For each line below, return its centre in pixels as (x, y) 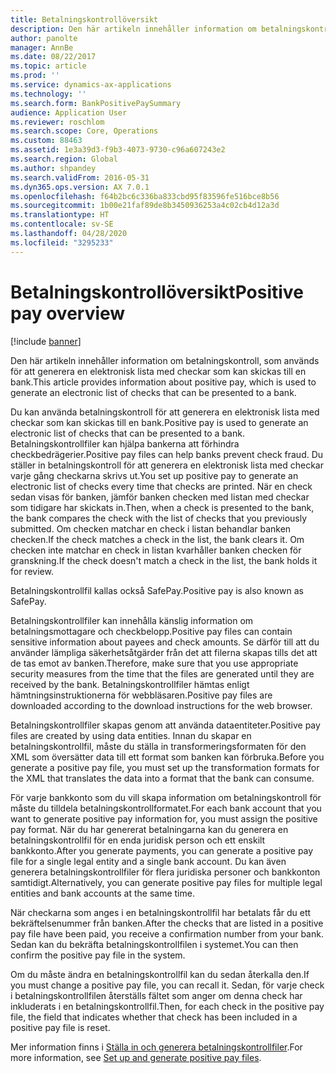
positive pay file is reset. (60, 1027)
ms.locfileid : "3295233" (62, 242)
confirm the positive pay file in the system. (98, 955)
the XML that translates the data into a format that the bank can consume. (162, 778)
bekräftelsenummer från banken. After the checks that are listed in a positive (167, 923)
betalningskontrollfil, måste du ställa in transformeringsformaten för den (158, 746)
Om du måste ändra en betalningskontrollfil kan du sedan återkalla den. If (160, 974)
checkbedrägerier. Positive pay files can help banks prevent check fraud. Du (167, 454)
